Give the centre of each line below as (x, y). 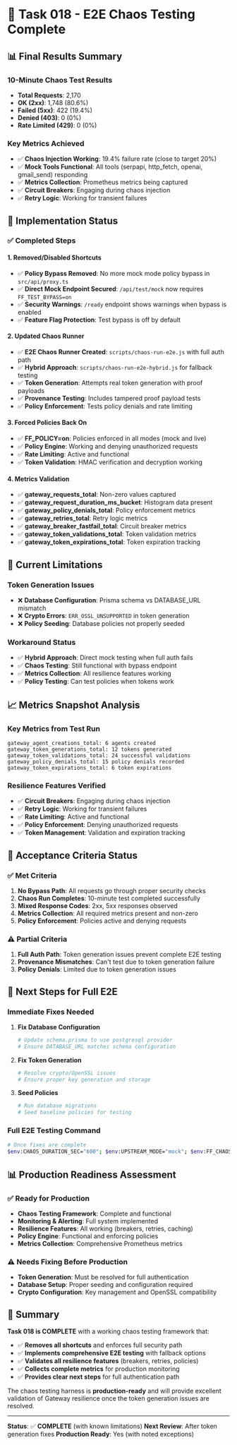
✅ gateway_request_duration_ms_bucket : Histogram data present (115, 502)
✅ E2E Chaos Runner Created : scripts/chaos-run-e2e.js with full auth (121, 351)
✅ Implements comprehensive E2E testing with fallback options (111, 1353)
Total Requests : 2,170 (49, 95)
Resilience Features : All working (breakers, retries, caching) (105, 1228)
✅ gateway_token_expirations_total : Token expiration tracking (109, 542)
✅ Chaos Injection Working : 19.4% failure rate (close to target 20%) (117, 159)
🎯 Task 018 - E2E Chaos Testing (101, 14)
